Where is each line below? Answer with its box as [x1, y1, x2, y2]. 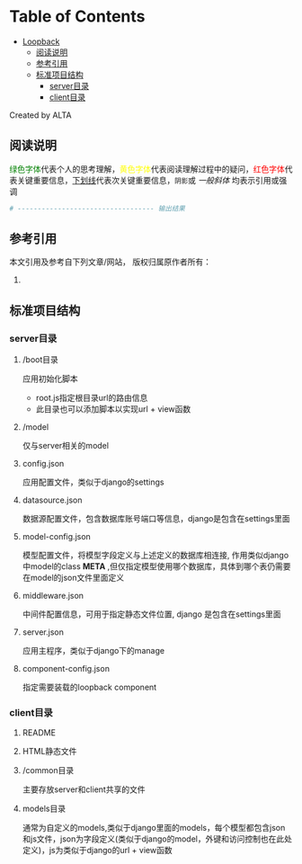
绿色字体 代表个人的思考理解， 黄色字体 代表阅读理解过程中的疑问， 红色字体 [9, 164, 285, 174]
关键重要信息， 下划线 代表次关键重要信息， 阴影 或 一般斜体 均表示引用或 [16, 174, 280, 185]
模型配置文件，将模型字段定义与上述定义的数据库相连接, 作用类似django [22, 550, 289, 561]
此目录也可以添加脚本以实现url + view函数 [35, 404, 191, 414]
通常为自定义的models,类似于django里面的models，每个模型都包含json [22, 823, 286, 833]
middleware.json [22, 591, 84, 601]
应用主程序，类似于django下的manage [22, 646, 164, 656]
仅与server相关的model [22, 441, 110, 451]
